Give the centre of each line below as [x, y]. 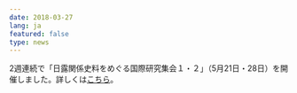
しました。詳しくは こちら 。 [67, 80]
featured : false [39, 34]
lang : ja [25, 26]
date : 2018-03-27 [41, 17]
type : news [29, 42]
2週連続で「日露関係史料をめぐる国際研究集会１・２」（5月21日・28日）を [145, 68]
